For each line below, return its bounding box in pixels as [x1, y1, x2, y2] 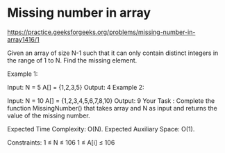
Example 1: [7, 70, 38, 78]
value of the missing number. [7, 111, 90, 120]
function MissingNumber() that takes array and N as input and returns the [7, 104, 217, 112]
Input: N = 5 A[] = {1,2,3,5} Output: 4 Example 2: [7, 83, 144, 91]
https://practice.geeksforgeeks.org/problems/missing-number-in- [7, 28, 196, 36]
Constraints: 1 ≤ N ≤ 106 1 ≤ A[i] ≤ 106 [7, 138, 115, 147]
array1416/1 [7, 35, 40, 43]
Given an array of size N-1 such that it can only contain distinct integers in [7, 49, 219, 57]
